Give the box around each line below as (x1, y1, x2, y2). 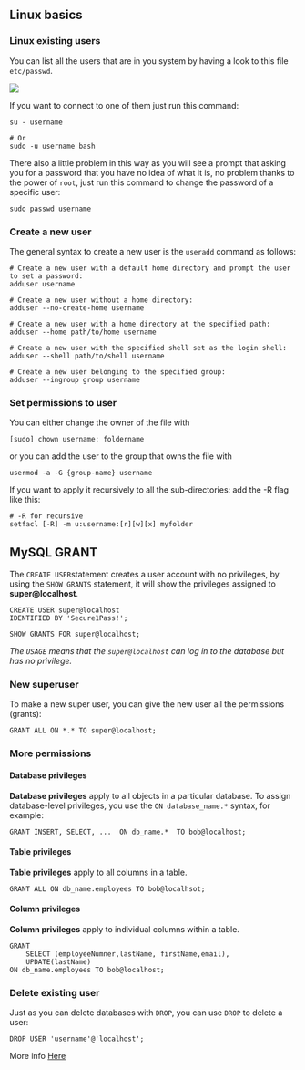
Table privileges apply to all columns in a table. (9, 867, 188, 878)
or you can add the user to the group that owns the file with (9, 451, 232, 462)
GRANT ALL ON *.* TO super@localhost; (9, 726, 157, 735)
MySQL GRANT (9, 545, 98, 560)
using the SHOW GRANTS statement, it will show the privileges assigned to (9, 578, 276, 589)
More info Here (9, 1051, 66, 1062)
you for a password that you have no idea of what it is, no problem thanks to (9, 167, 295, 178)
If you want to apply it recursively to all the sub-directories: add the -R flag (9, 484, 290, 495)
